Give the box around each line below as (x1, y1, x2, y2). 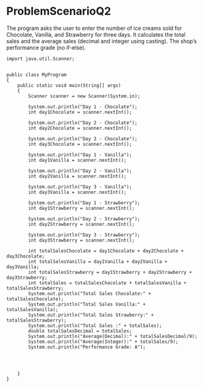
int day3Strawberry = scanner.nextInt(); (28, 237, 135, 243)
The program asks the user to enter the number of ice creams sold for (6, 24, 182, 32)
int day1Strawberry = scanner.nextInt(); (28, 205, 135, 211)
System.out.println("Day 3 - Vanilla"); (28, 184, 132, 190)
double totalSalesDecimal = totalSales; (28, 328, 132, 334)
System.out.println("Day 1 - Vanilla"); (28, 151, 132, 158)
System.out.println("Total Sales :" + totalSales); (28, 322, 163, 329)
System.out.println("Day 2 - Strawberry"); (28, 215, 140, 222)
